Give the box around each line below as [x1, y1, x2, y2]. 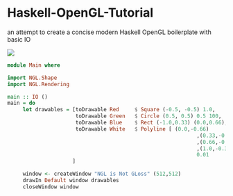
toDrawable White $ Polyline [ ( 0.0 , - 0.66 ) [75, 125, 209, 133]
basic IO [7, 35, 31, 43]
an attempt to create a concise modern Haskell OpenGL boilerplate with [7, 28, 212, 36]
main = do [7, 99, 36, 107]
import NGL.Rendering [7, 81, 70, 88]
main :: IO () [7, 93, 49, 100]
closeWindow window [22, 183, 79, 190]
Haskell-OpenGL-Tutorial [7, 5, 154, 21]
